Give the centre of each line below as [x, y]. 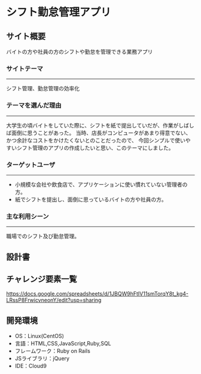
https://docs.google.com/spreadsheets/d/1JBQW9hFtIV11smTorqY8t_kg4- [98, 294]
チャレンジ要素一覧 [42, 279]
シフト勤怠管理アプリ [59, 12]
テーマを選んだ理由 [34, 105]
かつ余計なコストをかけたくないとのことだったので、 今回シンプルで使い [96, 140]
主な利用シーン [28, 216]
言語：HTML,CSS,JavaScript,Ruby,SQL [63, 343]
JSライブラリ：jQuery [42, 358]
